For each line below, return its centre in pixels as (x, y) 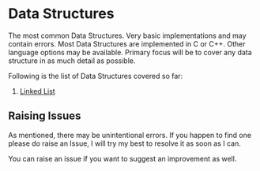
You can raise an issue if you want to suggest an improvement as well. (122, 158)
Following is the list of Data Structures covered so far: (96, 76)
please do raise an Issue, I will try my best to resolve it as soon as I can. (124, 143)
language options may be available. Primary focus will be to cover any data (130, 52)
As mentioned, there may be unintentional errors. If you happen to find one (130, 135)
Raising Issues (45, 116)
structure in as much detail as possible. (72, 61)
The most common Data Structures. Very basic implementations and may (127, 35)
